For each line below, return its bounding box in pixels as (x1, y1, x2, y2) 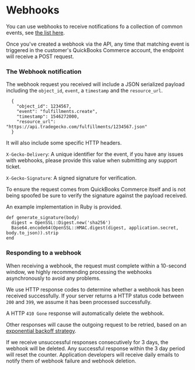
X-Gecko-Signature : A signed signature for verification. (6, 174, 137, 181)
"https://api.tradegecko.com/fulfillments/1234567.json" (6, 124, 148, 130)
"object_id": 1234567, (16, 104, 72, 109)
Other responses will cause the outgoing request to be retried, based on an (6, 321, 187, 328)
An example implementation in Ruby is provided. (6, 203, 123, 211)
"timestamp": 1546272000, (16, 114, 80, 120)
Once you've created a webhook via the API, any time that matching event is (6, 40, 190, 47)
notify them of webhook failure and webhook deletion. (6, 357, 137, 364)
